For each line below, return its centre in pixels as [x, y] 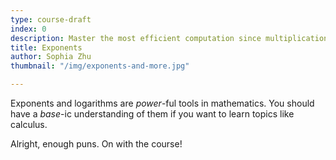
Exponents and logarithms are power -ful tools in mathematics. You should [162, 103]
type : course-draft [51, 19]
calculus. [29, 124]
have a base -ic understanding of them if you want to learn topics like [152, 114]
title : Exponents [46, 47]
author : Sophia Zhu [51, 57]
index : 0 [28, 29]
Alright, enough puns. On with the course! [96, 144]
